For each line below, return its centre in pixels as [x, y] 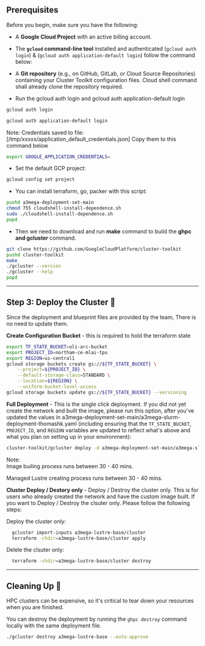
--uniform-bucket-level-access [57, 387]
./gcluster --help [30, 272]
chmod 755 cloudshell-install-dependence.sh [64, 208]
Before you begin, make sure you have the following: [72, 25]
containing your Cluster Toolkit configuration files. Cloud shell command [106, 80]
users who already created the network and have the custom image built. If [101, 496]
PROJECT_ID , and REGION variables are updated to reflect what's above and [99, 430]
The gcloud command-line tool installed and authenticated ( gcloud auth [106, 48]
